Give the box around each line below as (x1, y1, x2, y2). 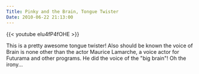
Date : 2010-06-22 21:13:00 (6, 14, 74, 20)
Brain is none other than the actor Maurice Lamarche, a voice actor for (6, 48, 179, 55)
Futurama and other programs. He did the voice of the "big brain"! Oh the (6, 54, 186, 62)
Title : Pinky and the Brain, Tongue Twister (6, 8, 119, 15)
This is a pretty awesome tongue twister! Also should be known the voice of (6, 42, 193, 49)
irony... (6, 60, 23, 68)
